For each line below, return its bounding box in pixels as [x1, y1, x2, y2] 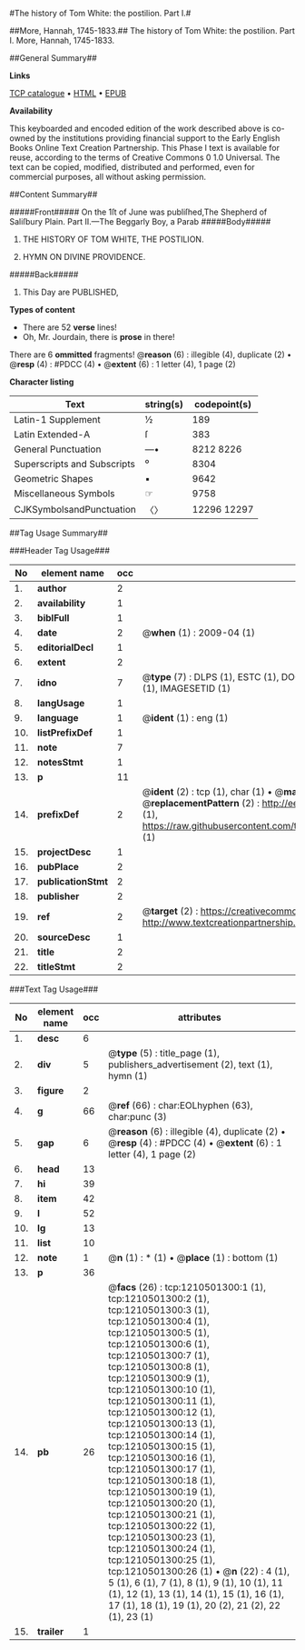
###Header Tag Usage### [9, 545, 111, 555]
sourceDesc [37, 931, 91, 944]
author [37, 582, 67, 595]
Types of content [9, 305, 75, 315]
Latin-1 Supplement [14, 414, 102, 425]
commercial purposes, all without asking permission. [9, 172, 207, 182]
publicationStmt [37, 875, 109, 887]
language [37, 712, 79, 724]
